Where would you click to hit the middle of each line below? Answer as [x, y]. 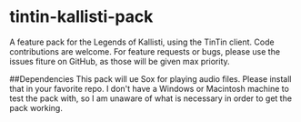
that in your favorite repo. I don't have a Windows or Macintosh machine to [149, 88]
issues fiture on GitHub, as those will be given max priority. [120, 61]
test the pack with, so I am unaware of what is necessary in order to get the [151, 98]
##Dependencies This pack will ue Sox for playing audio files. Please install [150, 78]
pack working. [36, 107]
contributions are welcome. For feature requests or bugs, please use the [145, 51]
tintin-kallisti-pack [81, 17]
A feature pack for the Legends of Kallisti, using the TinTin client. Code [142, 42]
